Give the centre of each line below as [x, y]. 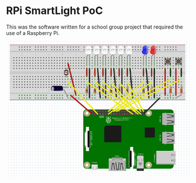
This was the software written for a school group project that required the [94, 27]
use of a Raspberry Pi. [33, 33]
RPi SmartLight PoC [55, 11]
